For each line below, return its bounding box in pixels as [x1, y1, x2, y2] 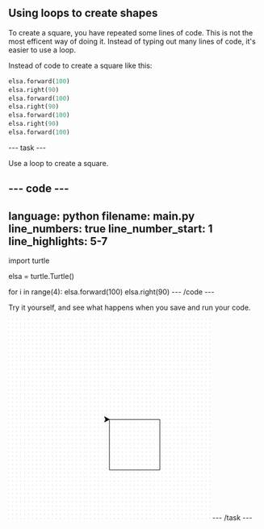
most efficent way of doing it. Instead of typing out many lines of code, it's [8, 36, 256, 46]
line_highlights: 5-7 [8, 234, 108, 248]
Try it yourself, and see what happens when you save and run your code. [8, 302, 251, 313]
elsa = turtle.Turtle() [8, 272, 75, 281]
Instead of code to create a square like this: [8, 60, 153, 70]
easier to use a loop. [8, 44, 77, 55]
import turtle [8, 256, 50, 265]
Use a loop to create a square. [8, 158, 109, 168]
